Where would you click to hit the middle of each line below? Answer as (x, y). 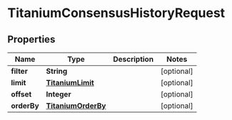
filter (20, 71)
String (57, 71)
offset (21, 94)
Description (133, 59)
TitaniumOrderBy (76, 106)
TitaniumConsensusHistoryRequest (116, 13)
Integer (59, 94)
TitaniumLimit (70, 83)
